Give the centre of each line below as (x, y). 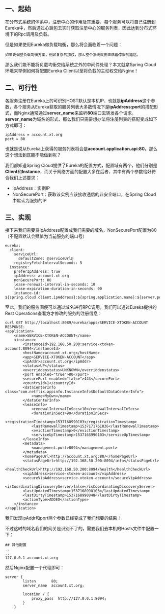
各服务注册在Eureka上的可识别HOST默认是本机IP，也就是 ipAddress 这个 (78, 101)
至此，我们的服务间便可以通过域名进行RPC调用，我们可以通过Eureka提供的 (81, 307)
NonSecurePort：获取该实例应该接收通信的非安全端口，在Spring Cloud (84, 194)
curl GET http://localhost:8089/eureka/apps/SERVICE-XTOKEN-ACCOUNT (77, 323)
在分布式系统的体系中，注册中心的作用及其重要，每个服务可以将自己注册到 (80, 22)
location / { (36, 594)
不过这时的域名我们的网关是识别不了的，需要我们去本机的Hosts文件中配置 (80, 529)
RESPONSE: (15, 327)
